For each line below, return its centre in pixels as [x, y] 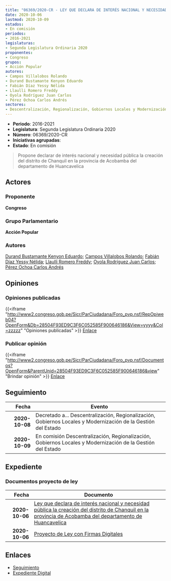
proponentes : [19, 52]
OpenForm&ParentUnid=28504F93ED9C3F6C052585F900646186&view [81, 371]
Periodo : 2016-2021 [33, 124]
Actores [18, 182]
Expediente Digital [32, 573]
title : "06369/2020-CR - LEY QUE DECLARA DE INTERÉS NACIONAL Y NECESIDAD [86, 10]
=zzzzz [13, 330]
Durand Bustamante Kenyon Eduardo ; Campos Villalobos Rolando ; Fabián [82, 256]
